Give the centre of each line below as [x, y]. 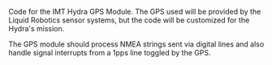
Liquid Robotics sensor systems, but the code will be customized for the [129, 20]
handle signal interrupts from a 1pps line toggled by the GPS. [110, 53]
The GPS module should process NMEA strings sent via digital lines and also [136, 44]
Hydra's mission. [37, 28]
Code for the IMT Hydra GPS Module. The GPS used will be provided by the [135, 12]
